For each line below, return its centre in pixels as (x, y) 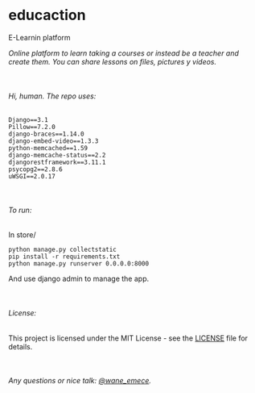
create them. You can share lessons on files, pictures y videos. (113, 61)
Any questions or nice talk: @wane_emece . (80, 381)
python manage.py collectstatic (62, 250)
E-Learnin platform (39, 37)
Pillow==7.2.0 (32, 128)
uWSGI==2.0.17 (32, 177)
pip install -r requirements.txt (64, 257)
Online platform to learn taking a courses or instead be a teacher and (124, 53)
